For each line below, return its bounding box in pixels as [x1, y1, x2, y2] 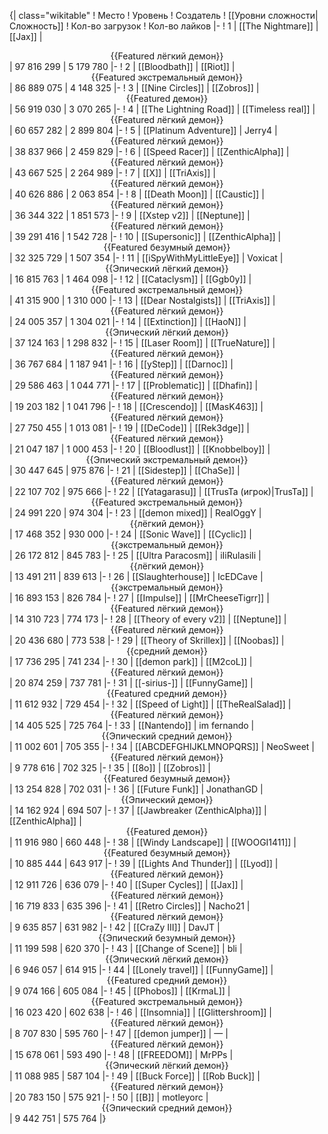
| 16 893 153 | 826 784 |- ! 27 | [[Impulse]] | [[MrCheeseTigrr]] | [9, 592, 270, 604]
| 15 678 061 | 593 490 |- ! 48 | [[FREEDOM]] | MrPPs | [9, 1049, 234, 1060]
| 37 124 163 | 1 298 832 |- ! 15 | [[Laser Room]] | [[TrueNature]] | [9, 337, 276, 349]
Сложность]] [9, 20, 64, 32]
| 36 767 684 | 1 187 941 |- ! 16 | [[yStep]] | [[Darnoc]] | [9, 358, 234, 370]
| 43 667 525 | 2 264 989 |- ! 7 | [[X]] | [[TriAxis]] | [9, 167, 216, 179]
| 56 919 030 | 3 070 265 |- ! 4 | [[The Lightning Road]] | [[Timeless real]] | [9, 103, 316, 115]
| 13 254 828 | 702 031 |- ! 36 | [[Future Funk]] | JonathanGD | [9, 783, 264, 795]
